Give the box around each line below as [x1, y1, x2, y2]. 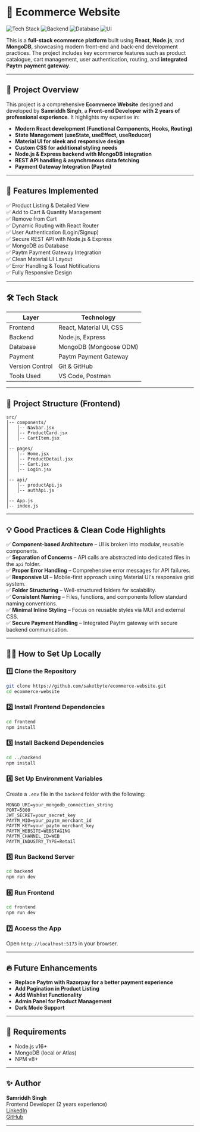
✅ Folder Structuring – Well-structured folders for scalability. [6, 587, 157, 593]
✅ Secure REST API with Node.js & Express [6, 235, 112, 242]
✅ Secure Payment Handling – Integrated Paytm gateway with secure [6, 620, 178, 626]
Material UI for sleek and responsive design [14, 137, 125, 145]
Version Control [9, 362, 53, 370]
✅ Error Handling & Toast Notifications [6, 262, 100, 269]
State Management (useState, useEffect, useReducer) [14, 131, 152, 138]
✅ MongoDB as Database [6, 242, 69, 249]
